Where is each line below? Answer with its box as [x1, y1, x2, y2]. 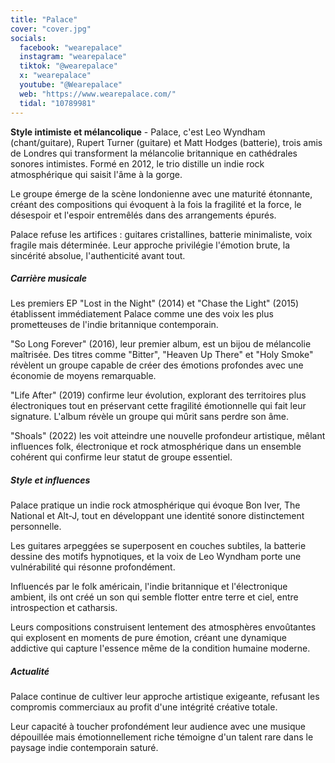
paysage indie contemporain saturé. [10, 742, 159, 754]
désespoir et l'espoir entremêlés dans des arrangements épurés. [10, 209, 277, 221]
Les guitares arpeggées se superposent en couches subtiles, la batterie [10, 540, 307, 552]
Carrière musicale [10, 272, 88, 285]
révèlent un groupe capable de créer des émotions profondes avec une [10, 359, 304, 371]
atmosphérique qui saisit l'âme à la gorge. [10, 168, 183, 180]
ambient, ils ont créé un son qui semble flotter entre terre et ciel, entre [10, 591, 299, 603]
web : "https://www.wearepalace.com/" [19, 89, 177, 99]
